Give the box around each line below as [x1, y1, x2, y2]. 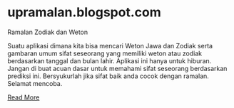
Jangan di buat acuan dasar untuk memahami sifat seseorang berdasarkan [7, 64, 228, 72]
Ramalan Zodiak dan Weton [7, 28, 88, 36]
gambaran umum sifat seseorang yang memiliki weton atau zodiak [7, 49, 202, 58]
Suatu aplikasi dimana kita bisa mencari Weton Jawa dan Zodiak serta [7, 41, 213, 50]
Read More [7, 93, 40, 102]
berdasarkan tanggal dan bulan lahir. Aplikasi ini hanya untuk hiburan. [7, 56, 212, 65]
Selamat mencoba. [7, 79, 63, 87]
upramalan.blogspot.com [7, 4, 162, 21]
